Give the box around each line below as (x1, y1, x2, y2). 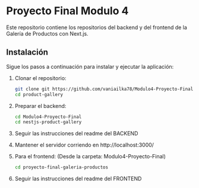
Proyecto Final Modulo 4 (6, 4, 129, 18)
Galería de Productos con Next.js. (6, 30, 89, 37)
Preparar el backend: (14, 102, 67, 109)
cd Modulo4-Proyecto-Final (14, 114, 82, 120)
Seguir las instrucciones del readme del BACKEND (14, 130, 138, 137)
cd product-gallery (14, 91, 64, 97)
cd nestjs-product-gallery (14, 119, 82, 125)
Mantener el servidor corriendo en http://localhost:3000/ (14, 141, 154, 149)
